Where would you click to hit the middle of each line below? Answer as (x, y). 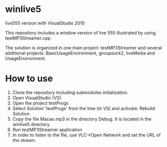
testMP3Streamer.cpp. (28, 38)
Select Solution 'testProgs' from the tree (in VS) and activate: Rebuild (84, 108)
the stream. (24, 140)
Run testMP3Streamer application (47, 129)
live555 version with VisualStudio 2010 (45, 23)
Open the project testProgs (40, 103)
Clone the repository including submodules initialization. (70, 92)
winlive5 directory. (32, 124)
